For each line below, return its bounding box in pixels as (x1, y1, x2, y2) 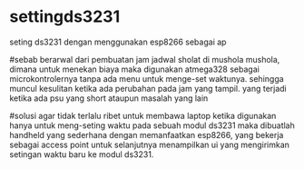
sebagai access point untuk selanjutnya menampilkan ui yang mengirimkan (9, 139, 290, 150)
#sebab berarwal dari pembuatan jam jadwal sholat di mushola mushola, (9, 54, 280, 65)
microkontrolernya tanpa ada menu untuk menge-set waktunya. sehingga (9, 73, 284, 84)
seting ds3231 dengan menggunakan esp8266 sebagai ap (9, 36, 227, 47)
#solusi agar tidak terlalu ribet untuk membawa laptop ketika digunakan (9, 110, 277, 121)
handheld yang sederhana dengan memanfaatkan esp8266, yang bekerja (9, 129, 284, 140)
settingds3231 (9, 6, 121, 27)
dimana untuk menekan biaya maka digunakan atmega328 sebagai (9, 64, 260, 75)
